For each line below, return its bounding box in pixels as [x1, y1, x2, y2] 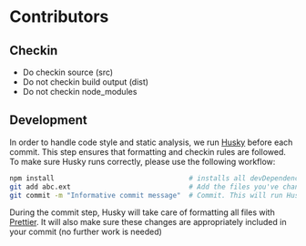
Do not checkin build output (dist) [22, 77, 148, 87]
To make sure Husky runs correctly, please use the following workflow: [9, 156, 276, 167]
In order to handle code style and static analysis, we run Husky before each [9, 137, 293, 148]
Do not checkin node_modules [22, 87, 138, 97]
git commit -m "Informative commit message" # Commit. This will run [9, 190, 283, 200]
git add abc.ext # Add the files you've [9, 182, 280, 191]
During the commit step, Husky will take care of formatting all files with [9, 207, 275, 218]
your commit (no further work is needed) [9, 226, 162, 238]
